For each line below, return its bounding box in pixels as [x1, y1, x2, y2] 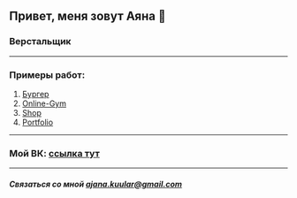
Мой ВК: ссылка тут [9, 147, 100, 159]
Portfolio [21, 117, 54, 127]
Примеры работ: [9, 68, 86, 80]
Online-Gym [21, 98, 67, 109]
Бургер [21, 88, 49, 99]
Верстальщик [9, 35, 72, 48]
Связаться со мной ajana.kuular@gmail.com [9, 179, 183, 189]
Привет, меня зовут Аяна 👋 [9, 9, 166, 24]
